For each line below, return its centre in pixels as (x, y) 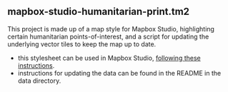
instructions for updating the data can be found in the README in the (119, 73)
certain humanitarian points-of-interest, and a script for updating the (108, 36)
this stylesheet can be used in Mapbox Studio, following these (109, 58)
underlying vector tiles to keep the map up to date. (82, 44)
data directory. (39, 81)
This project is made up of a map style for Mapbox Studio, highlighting (111, 29)
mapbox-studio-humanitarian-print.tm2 (99, 12)
